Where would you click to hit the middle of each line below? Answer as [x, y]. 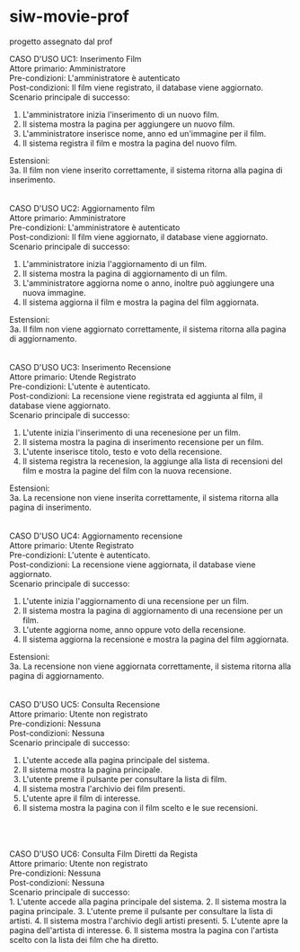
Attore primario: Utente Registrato [72, 545]
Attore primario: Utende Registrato [73, 377]
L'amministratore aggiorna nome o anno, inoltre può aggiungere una [148, 283]
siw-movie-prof [70, 17]
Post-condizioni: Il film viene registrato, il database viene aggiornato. [137, 87]
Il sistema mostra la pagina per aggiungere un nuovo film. [128, 124]
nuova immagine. [54, 292]
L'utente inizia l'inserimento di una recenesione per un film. [131, 432]
